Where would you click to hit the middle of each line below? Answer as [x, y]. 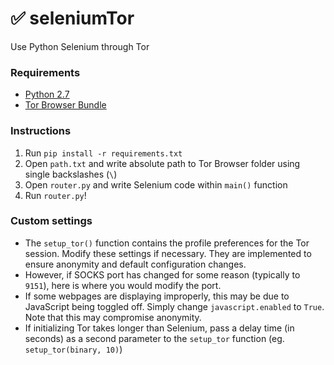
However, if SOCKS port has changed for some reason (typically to [162, 274]
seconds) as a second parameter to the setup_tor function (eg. [154, 338]
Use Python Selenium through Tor [80, 46]
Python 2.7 [47, 94]
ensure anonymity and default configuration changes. [135, 264]
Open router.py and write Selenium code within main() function [156, 184]
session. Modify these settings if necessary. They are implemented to [168, 253]
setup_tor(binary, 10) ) [73, 349]
